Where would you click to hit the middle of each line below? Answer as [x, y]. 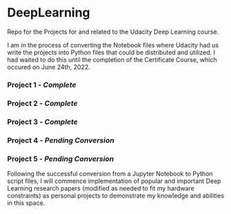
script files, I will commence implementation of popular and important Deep [114, 181]
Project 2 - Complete [42, 103]
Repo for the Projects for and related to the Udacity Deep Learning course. [113, 32]
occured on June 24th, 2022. [49, 67]
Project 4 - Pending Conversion [61, 140]
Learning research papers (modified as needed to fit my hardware [101, 188]
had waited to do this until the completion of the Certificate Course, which [112, 59]
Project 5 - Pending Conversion [61, 158]
